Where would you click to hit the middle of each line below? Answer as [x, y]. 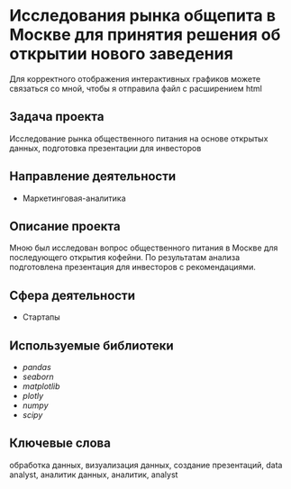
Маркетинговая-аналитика [74, 198]
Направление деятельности [93, 177]
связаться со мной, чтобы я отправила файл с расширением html [136, 88]
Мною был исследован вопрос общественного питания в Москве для [144, 248]
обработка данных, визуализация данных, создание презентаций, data [146, 465]
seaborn [38, 376]
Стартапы [41, 317]
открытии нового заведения [122, 54]
